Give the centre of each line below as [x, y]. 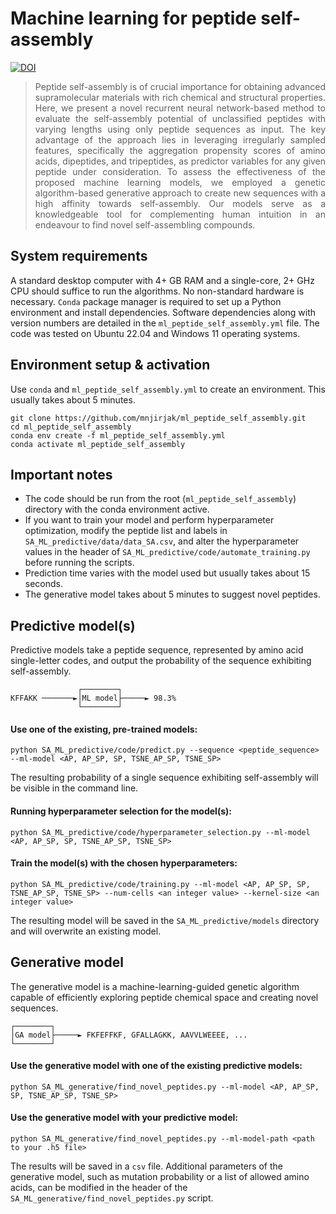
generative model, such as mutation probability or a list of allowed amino [160, 1177]
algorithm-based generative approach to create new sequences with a [180, 193]
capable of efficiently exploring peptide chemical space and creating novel [164, 997]
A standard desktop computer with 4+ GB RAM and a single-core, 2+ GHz [162, 280]
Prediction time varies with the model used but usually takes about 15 [167, 573]
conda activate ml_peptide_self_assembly [98, 444]
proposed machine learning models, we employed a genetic [180, 182]
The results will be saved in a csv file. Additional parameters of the [147, 1166]
